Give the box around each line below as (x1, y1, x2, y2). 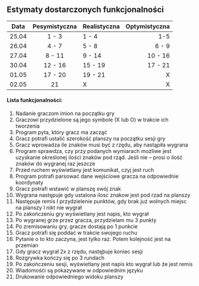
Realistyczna (82, 22, 120, 30)
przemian (15, 242, 39, 249)
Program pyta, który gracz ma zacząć (15, 129, 107, 136)
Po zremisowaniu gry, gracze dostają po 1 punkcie (15, 223, 138, 230)
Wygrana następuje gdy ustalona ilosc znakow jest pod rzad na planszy (15, 191, 191, 199)
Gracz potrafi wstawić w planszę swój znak (15, 186, 121, 193)
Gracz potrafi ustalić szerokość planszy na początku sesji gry (15, 135, 166, 142)
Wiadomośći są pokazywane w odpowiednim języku (15, 267, 143, 274)
